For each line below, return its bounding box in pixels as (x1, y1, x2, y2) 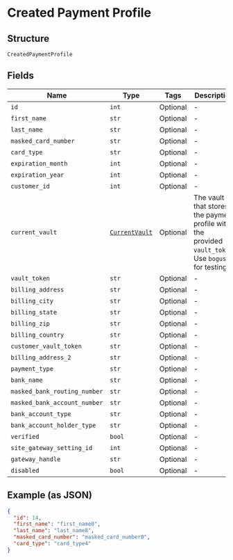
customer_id (10, 182, 51, 190)
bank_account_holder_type (10, 421, 96, 429)
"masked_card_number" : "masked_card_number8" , (13, 534, 150, 541)
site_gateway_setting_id (10, 444, 93, 451)
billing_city (10, 297, 54, 305)
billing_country (10, 330, 64, 339)
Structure (7, 33, 50, 45)
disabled (10, 466, 40, 474)
